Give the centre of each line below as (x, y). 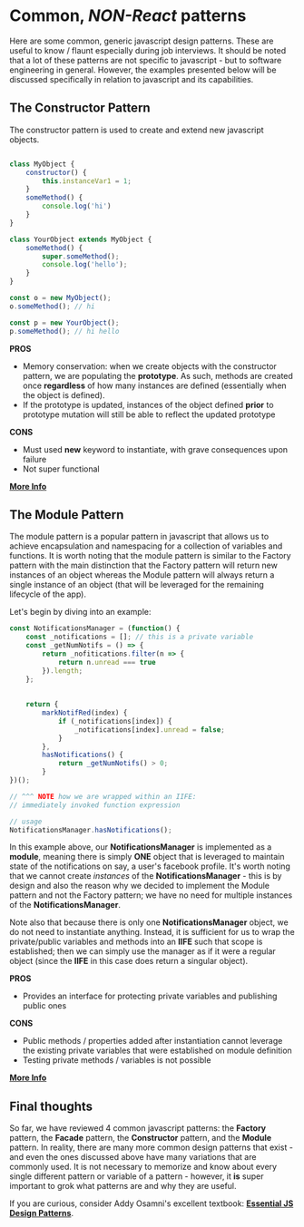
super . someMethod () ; (81, 256)
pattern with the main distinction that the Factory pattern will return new (144, 565)
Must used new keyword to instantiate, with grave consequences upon (155, 449)
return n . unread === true (107, 662)
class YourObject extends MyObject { (81, 239)
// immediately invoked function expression (95, 805)
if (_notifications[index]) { (115, 721)
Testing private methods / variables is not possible (117, 1060)
